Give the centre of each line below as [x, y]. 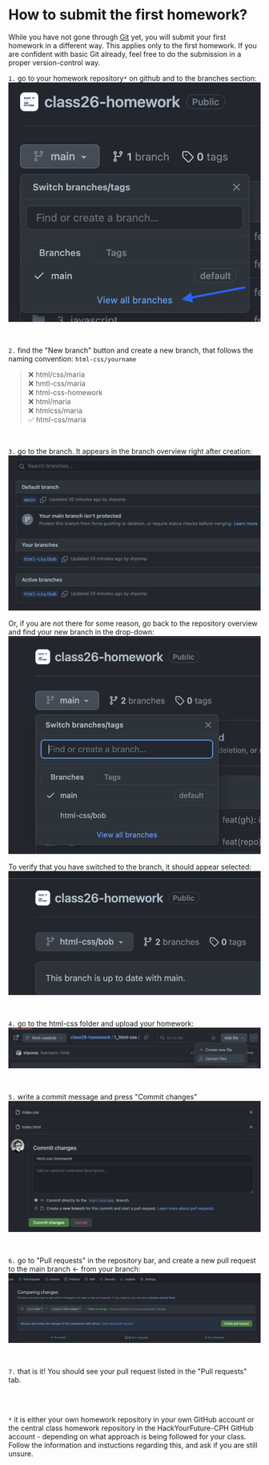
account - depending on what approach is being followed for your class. [127, 1437]
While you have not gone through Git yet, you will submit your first [117, 37]
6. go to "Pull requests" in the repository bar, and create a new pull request [132, 1261]
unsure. [21, 1454]
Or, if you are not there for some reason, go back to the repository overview [133, 623]
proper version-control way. [54, 63]
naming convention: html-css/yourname [72, 358]
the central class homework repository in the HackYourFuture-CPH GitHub [131, 1428]
